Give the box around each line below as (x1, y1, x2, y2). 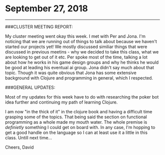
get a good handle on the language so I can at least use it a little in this (5, 129, 148, 135)
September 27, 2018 (5, 3, 88, 14)
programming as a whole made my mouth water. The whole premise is (5, 119, 147, 125)
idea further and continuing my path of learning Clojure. (5, 99, 118, 105)
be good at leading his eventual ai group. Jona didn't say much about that (5, 64, 154, 70)
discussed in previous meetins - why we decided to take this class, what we (5, 49, 159, 54)
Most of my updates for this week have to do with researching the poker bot (5, 94, 159, 100)
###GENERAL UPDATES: (5, 84, 55, 90)
